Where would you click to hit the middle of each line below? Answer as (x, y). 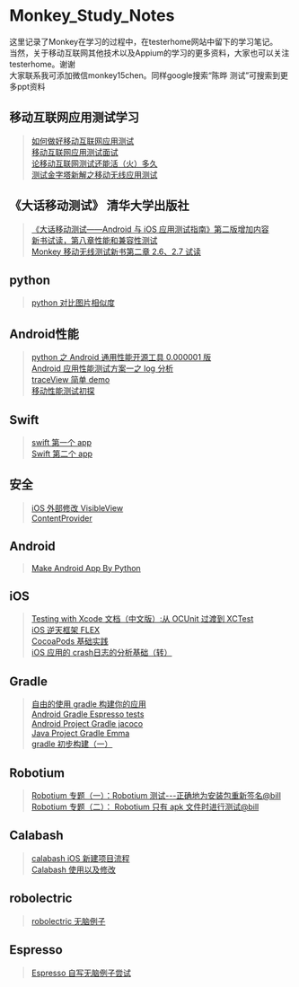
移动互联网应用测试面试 (75, 152)
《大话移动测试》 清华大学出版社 (99, 206)
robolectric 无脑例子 (68, 921)
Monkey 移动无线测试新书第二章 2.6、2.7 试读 (116, 251)
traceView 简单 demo (70, 380)
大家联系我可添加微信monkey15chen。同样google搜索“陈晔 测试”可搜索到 (145, 75)
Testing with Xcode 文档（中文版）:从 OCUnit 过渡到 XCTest (142, 619)
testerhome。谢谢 (43, 64)
